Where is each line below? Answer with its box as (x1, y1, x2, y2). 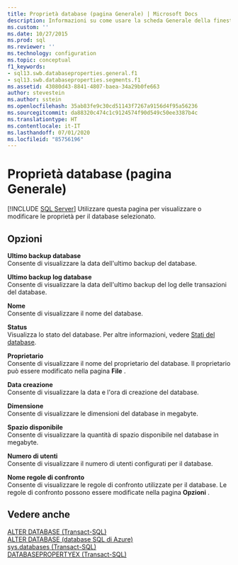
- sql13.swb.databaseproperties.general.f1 (7, 69, 138, 77)
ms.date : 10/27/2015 (7, 30, 69, 38)
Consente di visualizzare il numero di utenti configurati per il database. (7, 459, 214, 468)
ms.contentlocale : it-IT (7, 122, 81, 130)
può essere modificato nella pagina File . (7, 367, 126, 375)
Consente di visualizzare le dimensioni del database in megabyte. (7, 409, 198, 418)
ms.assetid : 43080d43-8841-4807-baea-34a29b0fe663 (7, 83, 160, 90)
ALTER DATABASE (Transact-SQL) (7, 527, 107, 536)
